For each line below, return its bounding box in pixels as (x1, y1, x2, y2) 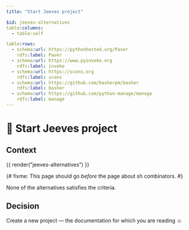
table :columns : (6, 25, 44, 31)
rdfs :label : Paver (17, 52, 62, 58)
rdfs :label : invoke (17, 63, 65, 69)
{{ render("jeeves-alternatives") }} (6, 161, 90, 168)
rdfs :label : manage (17, 96, 65, 103)
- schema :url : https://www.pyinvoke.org (11, 57, 113, 63)
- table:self (11, 30, 44, 36)
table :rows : (6, 41, 36, 47)
